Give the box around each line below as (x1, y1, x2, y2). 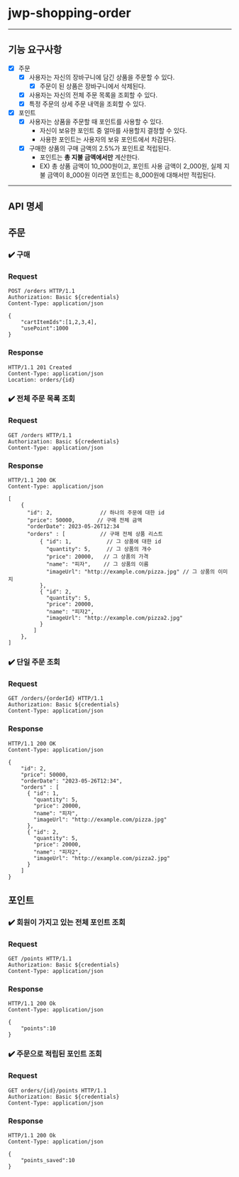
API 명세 (8, 200, 43, 213)
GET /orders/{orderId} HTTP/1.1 (8, 695, 104, 702)
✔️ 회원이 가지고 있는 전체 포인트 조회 (8, 917, 126, 927)
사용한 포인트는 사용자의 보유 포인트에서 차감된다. (39, 135, 177, 144)
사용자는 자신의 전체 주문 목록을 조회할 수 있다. (28, 90, 158, 99)
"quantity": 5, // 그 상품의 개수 (45, 546, 152, 553)
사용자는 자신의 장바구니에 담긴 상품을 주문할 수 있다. (28, 72, 175, 81)
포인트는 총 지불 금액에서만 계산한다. (39, 153, 140, 161)
